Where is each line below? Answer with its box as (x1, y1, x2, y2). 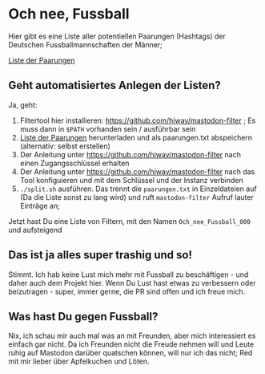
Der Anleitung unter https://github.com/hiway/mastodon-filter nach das (19, 166, 255, 177)
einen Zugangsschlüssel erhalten (19, 158, 130, 168)
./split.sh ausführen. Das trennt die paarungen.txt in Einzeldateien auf (19, 184, 258, 193)
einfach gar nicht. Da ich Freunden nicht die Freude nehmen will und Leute (8, 339, 255, 349)
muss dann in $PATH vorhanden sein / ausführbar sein (19, 124, 196, 133)
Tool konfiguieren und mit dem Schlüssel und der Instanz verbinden (19, 175, 244, 185)
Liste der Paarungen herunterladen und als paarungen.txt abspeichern (19, 132, 253, 142)
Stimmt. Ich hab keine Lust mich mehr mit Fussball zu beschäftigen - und (8, 270, 249, 279)
